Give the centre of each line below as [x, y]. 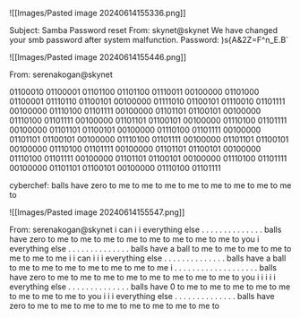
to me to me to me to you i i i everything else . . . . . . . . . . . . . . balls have [142, 296]
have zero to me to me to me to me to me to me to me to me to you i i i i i [142, 277]
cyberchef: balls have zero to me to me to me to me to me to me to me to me [150, 185]
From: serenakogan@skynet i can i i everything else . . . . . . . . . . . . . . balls [146, 229]
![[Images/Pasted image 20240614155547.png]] [97, 212]
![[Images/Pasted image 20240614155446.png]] [98, 57]
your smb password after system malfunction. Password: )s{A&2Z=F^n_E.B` [149, 40]
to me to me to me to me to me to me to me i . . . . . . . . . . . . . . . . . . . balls [143, 267]
